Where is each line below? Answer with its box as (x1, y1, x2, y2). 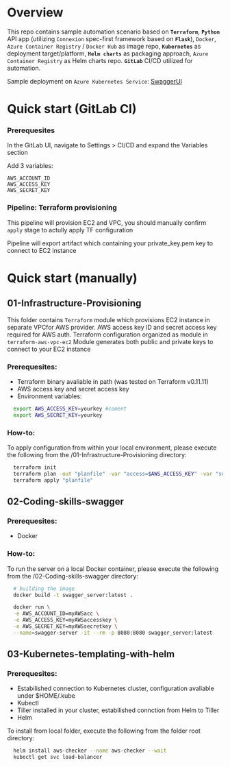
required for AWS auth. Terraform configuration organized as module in (7, 330, 209, 339)
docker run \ (13, 604, 51, 611)
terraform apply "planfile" (13, 476, 94, 484)
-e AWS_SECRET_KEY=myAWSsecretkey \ (13, 623, 118, 630)
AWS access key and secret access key (16, 385, 129, 393)
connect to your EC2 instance (7, 345, 91, 353)
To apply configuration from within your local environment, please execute (7, 443, 217, 452)
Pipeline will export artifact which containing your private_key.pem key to (7, 239, 214, 247)
